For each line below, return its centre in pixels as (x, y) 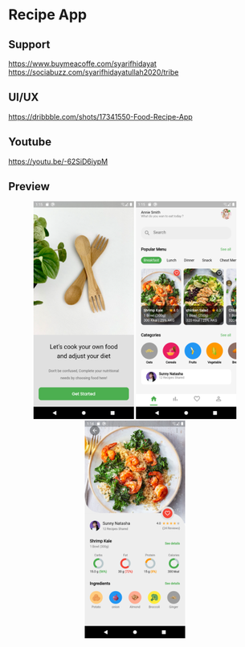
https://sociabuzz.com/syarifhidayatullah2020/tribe (94, 72)
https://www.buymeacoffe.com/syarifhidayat (82, 63)
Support (29, 45)
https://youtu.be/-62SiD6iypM (58, 161)
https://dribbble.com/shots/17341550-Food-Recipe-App (100, 116)
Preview (29, 187)
